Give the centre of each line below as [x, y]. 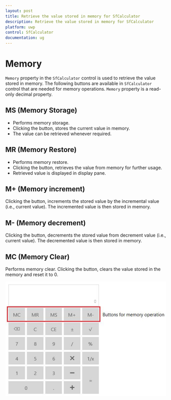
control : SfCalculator [29, 33]
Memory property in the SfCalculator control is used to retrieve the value [80, 78]
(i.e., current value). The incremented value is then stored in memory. [78, 207]
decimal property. [34, 94]
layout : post [19, 11]
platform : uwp [20, 27]
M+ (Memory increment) [45, 189]
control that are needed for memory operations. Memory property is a [77, 89]
